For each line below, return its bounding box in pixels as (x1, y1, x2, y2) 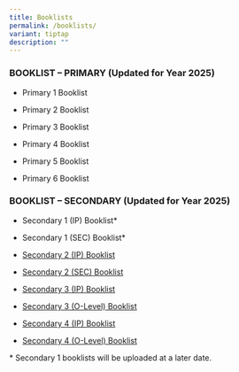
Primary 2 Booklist (21, 104, 89, 115)
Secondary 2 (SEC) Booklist (21, 267, 124, 277)
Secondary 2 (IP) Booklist (21, 249, 116, 260)
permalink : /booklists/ (9, 21, 97, 30)
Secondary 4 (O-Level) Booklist (21, 335, 137, 345)
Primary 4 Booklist (21, 138, 90, 149)
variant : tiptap (9, 29, 69, 38)
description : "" (9, 37, 69, 47)
